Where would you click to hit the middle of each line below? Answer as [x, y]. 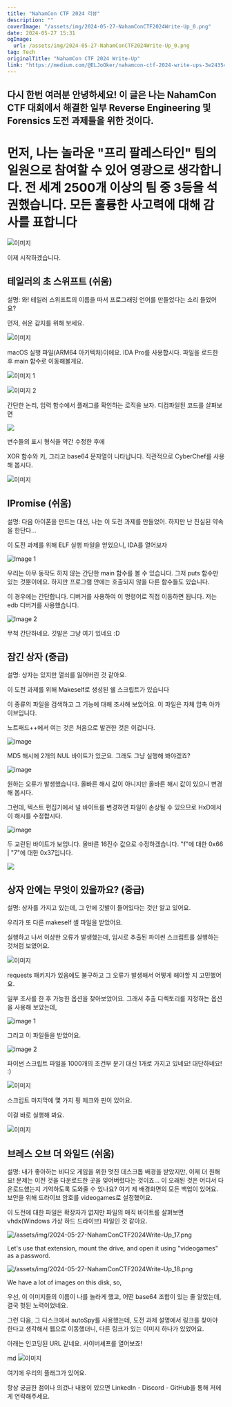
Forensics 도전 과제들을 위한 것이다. [80, 121]
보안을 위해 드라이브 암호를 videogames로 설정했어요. [80, 1198]
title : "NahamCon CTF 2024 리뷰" [54, 14]
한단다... [25, 530]
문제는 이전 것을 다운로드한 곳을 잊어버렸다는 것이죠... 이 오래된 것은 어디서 [116, 1181]
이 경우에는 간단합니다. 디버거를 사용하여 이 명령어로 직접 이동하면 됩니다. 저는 [112, 596]
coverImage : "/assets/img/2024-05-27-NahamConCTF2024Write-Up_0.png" [109, 26]
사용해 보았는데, [36, 1007]
